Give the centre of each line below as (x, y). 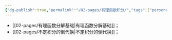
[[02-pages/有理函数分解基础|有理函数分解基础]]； (66, 25)
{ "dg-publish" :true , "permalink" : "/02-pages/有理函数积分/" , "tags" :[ (77, 10)
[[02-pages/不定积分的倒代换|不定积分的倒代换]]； (66, 32)
